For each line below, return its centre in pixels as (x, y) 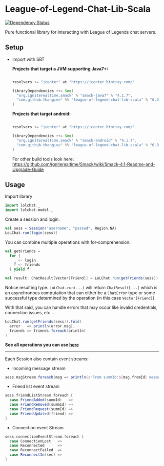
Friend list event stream (36, 386)
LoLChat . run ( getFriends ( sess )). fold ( (43, 322)
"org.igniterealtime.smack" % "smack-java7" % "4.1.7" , (75, 95)
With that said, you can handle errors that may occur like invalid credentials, (81, 307)
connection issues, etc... (30, 313)
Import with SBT (28, 59)
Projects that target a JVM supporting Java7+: (60, 69)
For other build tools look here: (43, 159)
